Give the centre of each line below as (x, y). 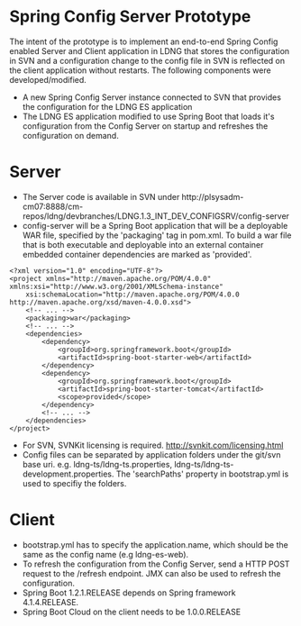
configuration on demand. (70, 135)
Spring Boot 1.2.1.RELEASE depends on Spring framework (129, 593)
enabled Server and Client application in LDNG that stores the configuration (150, 50)
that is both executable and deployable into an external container (143, 244)
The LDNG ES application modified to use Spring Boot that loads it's (148, 116)
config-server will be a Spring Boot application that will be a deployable (155, 225)
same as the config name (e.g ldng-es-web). (105, 554)
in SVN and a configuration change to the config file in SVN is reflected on (147, 60)
